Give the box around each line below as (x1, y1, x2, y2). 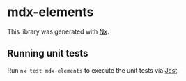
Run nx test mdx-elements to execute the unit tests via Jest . (7, 66, 179, 74)
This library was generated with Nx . (7, 27, 109, 36)
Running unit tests (7, 47, 88, 59)
